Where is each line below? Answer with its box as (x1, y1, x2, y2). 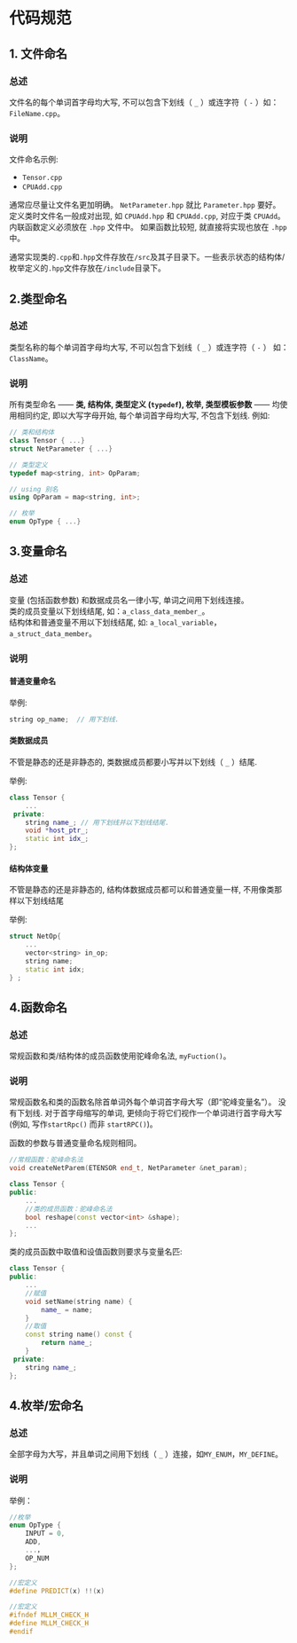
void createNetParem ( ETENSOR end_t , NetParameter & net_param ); (9, 1164, 248, 1173)
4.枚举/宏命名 (9, 1398, 84, 1413)
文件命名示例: (9, 154, 59, 165)
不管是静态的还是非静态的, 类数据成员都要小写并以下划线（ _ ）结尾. (9, 756, 258, 767)
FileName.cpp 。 (9, 107, 65, 118)
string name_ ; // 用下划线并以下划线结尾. (25, 818, 170, 827)
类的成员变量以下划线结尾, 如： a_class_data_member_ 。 (9, 605, 210, 617)
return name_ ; (41, 1339, 93, 1348)
